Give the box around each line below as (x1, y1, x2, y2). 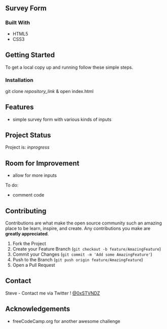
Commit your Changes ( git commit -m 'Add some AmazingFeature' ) (12, 251, 153, 257)
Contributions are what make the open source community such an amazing (5, 220, 162, 226)
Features (5, 103, 34, 112)
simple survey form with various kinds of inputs (12, 116, 112, 122)
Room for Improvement (5, 159, 79, 167)
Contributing (5, 207, 47, 215)
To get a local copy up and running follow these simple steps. (5, 64, 133, 70)
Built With (5, 19, 30, 26)
